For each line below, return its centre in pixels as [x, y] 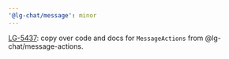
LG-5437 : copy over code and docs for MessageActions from [106, 38]
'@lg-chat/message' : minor [53, 15]
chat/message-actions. [46, 46]
